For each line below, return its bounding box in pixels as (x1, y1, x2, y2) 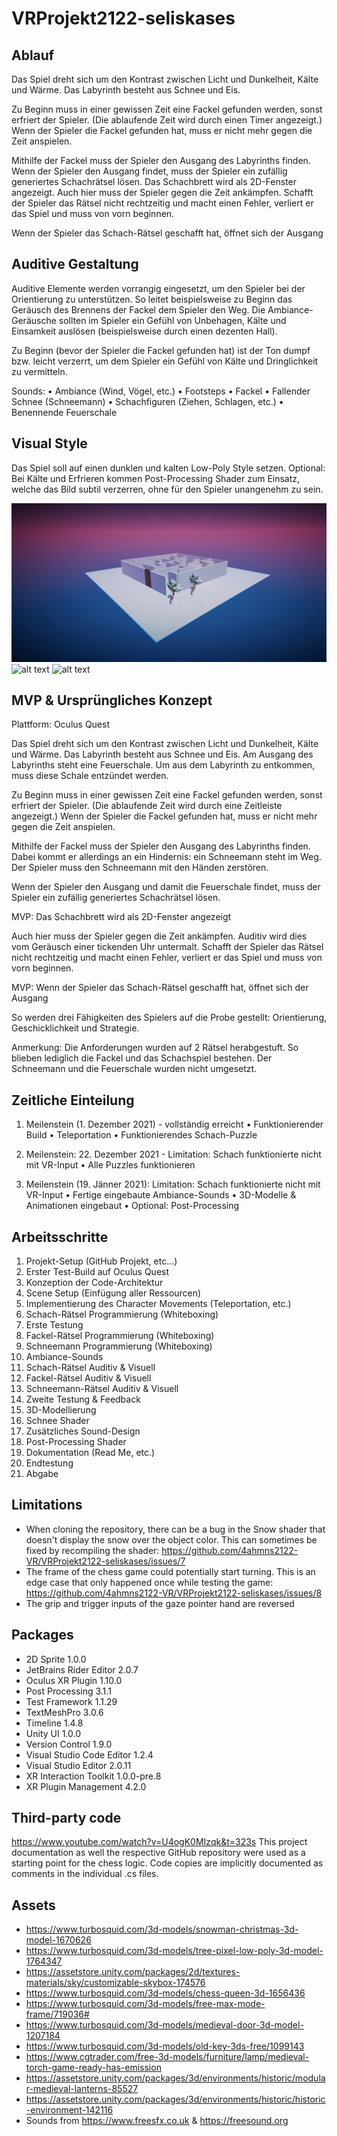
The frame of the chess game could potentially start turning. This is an (25, 1565, 316, 1577)
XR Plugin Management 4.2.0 (25, 1780, 147, 1792)
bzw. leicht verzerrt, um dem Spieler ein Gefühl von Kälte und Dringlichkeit (11, 355, 319, 367)
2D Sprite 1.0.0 (25, 1653, 87, 1665)
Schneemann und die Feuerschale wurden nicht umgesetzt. (11, 1063, 258, 1075)
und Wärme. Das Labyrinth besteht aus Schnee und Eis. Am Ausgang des (11, 748, 314, 761)
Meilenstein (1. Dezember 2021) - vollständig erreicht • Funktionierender (25, 1118, 324, 1131)
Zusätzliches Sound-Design (25, 1425, 141, 1437)
